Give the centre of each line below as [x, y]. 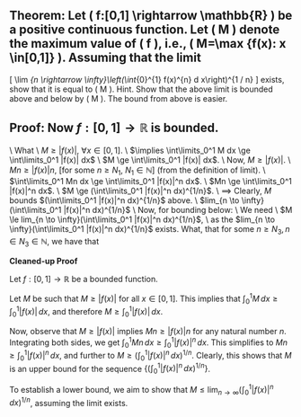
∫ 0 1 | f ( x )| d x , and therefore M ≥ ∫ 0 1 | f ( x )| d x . [86, 312]
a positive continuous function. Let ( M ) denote [145, 30]
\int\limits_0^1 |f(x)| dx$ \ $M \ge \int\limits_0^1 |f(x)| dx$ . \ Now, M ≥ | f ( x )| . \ [150, 160]
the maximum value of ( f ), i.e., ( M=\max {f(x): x [148, 44]
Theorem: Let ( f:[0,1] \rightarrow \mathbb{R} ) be [151, 16]
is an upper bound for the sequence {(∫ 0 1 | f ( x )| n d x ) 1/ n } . [110, 369]
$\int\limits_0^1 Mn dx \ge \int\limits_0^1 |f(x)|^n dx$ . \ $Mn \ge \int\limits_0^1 [150, 182]
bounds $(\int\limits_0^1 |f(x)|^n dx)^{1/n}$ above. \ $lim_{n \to [124, 200]
